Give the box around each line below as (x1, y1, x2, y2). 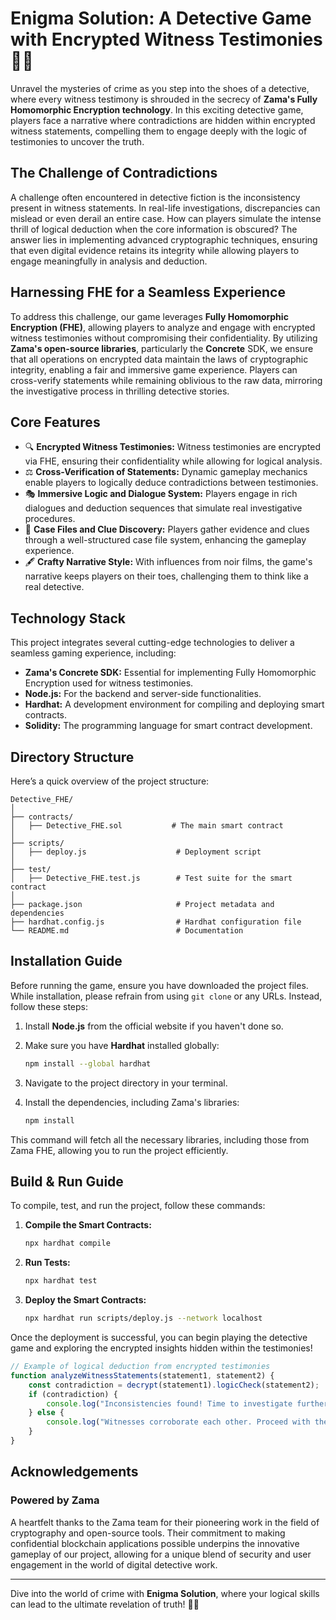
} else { (28, 1408, 65, 1418)
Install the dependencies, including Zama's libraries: (24, 1096, 240, 1108)
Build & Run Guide (10, 1173, 124, 1190)
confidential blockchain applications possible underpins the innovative (10, 1537, 300, 1549)
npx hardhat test (24, 1276, 98, 1286)
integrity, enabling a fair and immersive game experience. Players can (10, 363, 298, 376)
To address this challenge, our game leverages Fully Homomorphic (10, 310, 289, 322)
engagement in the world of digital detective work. (10, 1558, 218, 1571)
